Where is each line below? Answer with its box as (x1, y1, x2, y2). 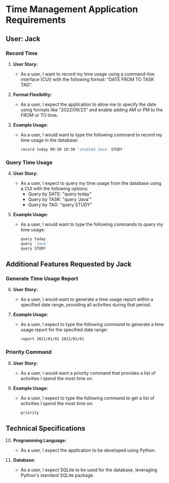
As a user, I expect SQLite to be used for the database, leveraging (20, 467, 157, 473)
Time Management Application (6, 4, 138, 15)
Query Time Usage (6, 158, 52, 166)
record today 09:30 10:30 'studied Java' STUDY (20, 147, 123, 152)
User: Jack (6, 34, 41, 43)
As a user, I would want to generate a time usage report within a (20, 296, 153, 302)
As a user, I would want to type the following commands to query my (20, 221, 163, 227)
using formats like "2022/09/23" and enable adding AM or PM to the (20, 106, 163, 112)
